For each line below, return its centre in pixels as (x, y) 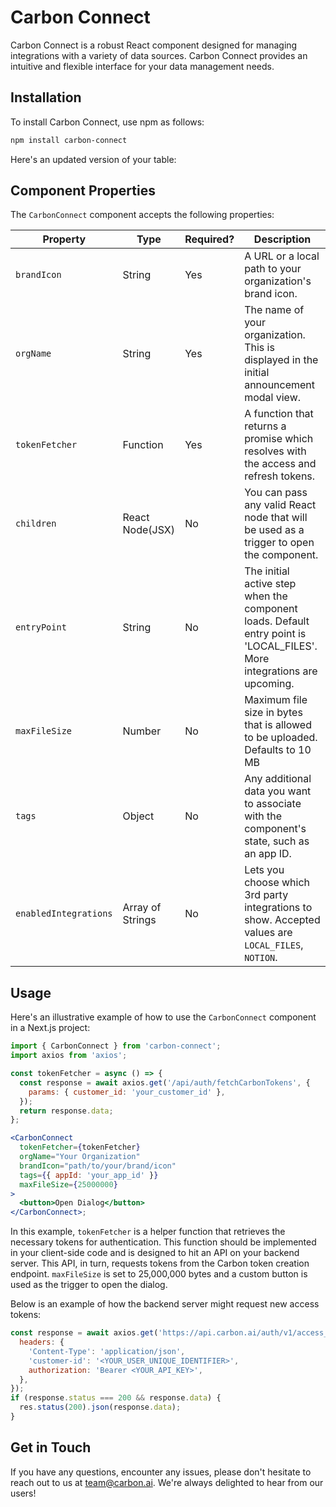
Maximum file (276, 700)
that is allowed (278, 725)
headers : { (42, 1342)
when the (266, 596)
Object (138, 816)
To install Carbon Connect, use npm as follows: (107, 122)
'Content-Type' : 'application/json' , (107, 1351)
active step (270, 584)
